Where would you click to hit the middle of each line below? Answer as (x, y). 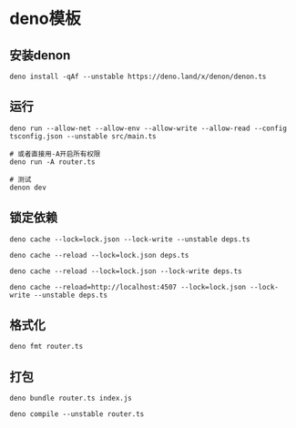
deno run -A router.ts (52, 162)
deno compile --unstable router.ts (77, 414)
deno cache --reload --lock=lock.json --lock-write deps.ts (126, 271)
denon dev (28, 188)
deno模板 (45, 19)
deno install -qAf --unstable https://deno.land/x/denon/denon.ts (138, 76)
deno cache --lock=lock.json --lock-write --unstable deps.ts (130, 239)
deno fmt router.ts (46, 347)
